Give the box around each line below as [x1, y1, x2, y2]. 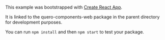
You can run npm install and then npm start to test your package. [5, 29, 144, 34]
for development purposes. [5, 19, 63, 25]
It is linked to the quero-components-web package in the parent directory [5, 14, 160, 19]
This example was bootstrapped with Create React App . [5, 4, 123, 10]
